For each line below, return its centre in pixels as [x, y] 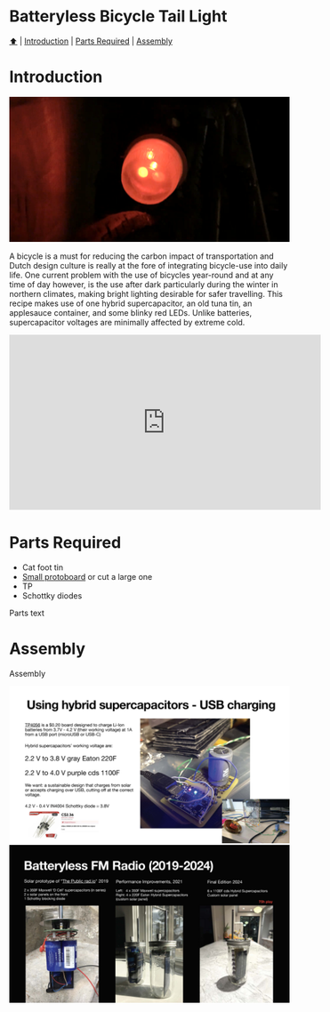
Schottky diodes [52, 595]
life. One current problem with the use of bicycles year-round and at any [141, 275]
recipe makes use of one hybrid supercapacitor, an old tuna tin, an [131, 303]
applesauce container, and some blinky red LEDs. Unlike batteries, [131, 312]
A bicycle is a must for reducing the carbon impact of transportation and [141, 256]
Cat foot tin [43, 567]
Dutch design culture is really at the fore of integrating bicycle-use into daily [149, 265]
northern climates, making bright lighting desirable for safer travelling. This [146, 293]
